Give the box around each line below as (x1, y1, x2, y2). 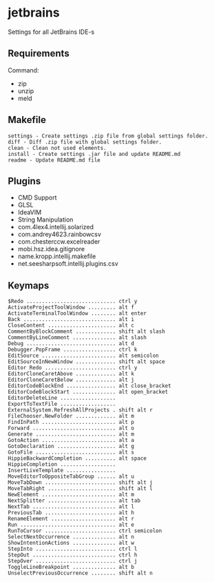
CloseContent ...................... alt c (8, 322, 135, 329)
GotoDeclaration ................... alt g (8, 443, 135, 450)
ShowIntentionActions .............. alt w (8, 540, 135, 547)
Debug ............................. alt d (8, 340, 135, 347)
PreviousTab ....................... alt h (8, 510, 135, 516)
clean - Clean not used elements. (8, 144, 107, 151)
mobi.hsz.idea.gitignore (17, 245, 85, 253)
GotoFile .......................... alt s (8, 449, 135, 456)
